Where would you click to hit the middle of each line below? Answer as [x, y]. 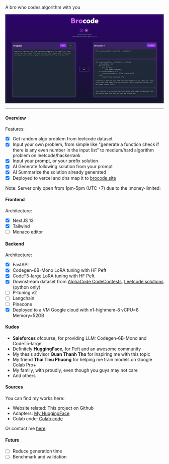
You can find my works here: [35, 398]
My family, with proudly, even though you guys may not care [75, 370]
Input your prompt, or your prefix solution [55, 161]
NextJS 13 [23, 220]
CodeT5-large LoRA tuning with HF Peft [53, 276]
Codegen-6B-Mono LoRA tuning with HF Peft [59, 270]
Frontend [15, 200]
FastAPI [20, 265]
